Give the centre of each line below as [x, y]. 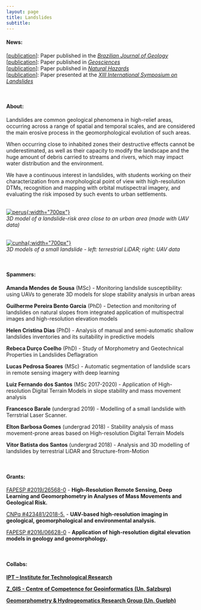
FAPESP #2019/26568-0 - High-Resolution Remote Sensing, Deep [89, 490]
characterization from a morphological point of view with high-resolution [96, 181]
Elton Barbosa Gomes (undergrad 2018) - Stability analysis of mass [90, 426]
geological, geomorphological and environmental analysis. [81, 521]
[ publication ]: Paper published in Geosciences [63, 62]
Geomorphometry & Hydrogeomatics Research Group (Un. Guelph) [91, 600]
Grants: [16, 476]
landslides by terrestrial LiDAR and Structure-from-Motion [78, 451]
